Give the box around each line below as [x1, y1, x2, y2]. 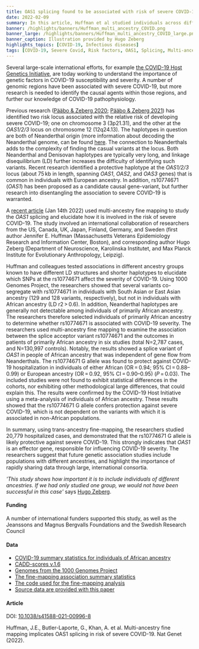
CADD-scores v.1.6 [14, 560, 61, 568]
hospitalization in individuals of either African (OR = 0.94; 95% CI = [12, 363, 176, 371]
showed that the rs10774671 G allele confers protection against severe [6, 402, 178, 409]
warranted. [6, 195, 33, 202]
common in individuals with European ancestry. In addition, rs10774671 [6, 176, 179, 183]
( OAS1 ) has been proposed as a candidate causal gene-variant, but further [6, 183, 188, 190]
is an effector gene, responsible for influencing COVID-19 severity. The [6, 444, 179, 452]
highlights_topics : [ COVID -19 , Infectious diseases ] [6, 42, 139, 48]
